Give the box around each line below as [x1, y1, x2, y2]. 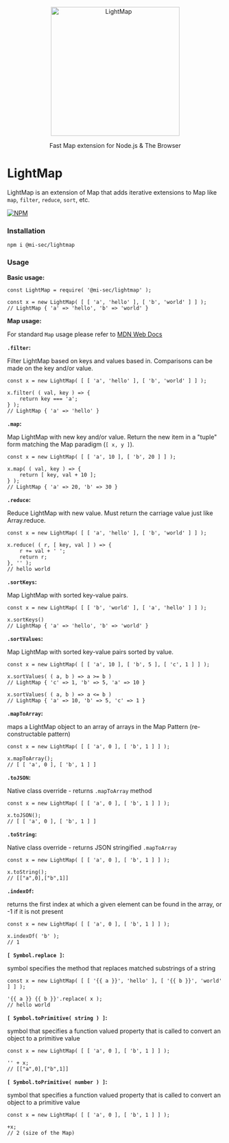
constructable [7, 730, 47, 738]
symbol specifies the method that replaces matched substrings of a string [7, 964, 216, 972]
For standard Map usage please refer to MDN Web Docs [7, 330, 162, 338]
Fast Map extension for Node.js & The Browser [49, 142, 182, 149]
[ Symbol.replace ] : [7, 950, 65, 959]
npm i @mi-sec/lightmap [7, 241, 75, 249]
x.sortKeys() [7, 616, 45, 623]
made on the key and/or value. [7, 364, 94, 372]
